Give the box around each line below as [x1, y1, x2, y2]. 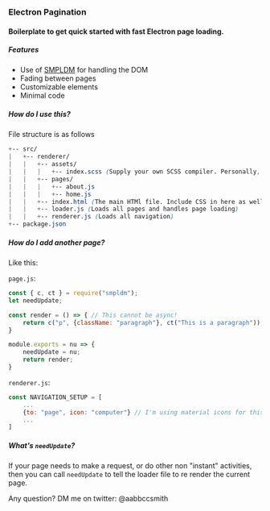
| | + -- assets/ [8, 160, 78, 168]
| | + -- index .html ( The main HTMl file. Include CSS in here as [8, 197, 247, 206]
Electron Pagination [8, 6, 87, 18]
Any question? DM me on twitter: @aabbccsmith [8, 494, 169, 504]
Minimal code [19, 91, 66, 101]
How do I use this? [8, 110, 71, 119]
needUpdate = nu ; [22, 348, 81, 356]
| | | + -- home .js [8, 190, 92, 198]
